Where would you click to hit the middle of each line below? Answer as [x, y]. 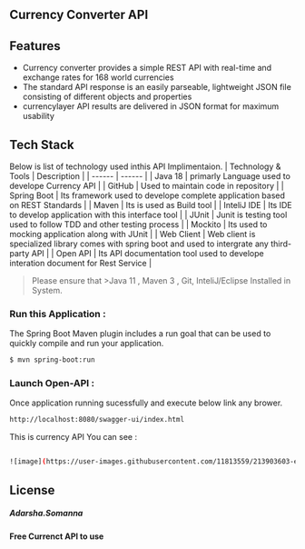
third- [281, 244]
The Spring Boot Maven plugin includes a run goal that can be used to [140, 334]
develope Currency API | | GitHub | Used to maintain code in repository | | [147, 186]
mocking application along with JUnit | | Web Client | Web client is [133, 235]
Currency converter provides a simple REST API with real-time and [147, 68]
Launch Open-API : [52, 384]
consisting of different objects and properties [107, 97]
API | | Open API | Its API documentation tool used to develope [148, 254]
